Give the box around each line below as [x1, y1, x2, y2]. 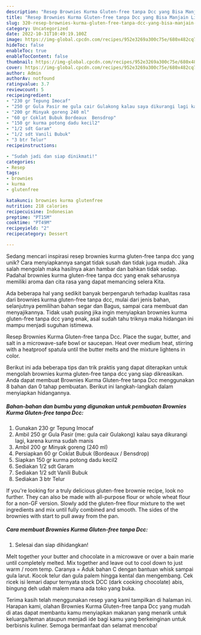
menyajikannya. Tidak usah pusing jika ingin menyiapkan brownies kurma [6, 309, 187, 316]
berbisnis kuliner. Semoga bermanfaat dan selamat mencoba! [6, 621, 157, 629]
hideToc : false [6, 43, 44, 49]
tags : [6, 170, 20, 176]
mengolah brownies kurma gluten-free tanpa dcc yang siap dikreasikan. [6, 370, 184, 377]
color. [6, 352, 20, 359]
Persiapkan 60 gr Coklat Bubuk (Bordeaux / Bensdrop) [14, 450, 150, 457]
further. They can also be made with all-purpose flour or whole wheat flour [6, 493, 191, 500]
